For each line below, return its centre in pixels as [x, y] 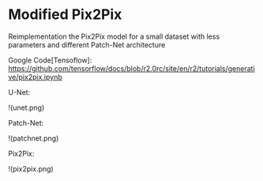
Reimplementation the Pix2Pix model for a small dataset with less [114, 36]
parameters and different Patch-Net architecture [87, 44]
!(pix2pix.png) [31, 168]
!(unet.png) [26, 107]
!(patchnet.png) [34, 138]
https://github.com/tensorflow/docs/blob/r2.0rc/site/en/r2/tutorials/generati [131, 68]
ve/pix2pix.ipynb [35, 77]
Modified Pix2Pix [65, 15]
